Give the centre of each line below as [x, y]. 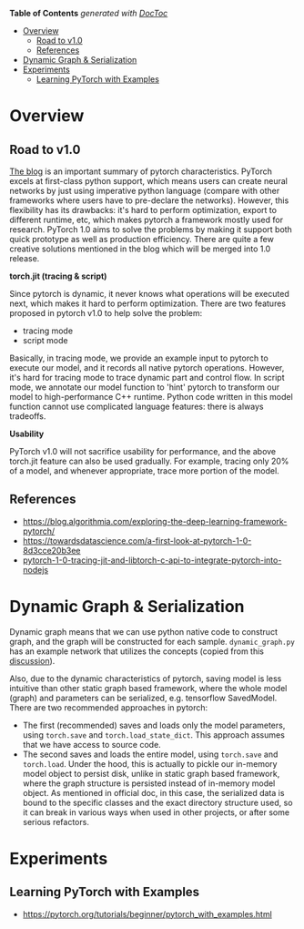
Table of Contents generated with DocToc [89, 13]
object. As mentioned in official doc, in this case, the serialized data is [153, 792]
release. [25, 258]
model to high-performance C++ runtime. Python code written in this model [151, 397]
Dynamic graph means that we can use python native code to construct [143, 631]
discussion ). [32, 660]
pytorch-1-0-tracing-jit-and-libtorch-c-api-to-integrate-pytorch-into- [152, 560]
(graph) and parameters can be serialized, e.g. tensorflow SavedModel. [143, 698]
